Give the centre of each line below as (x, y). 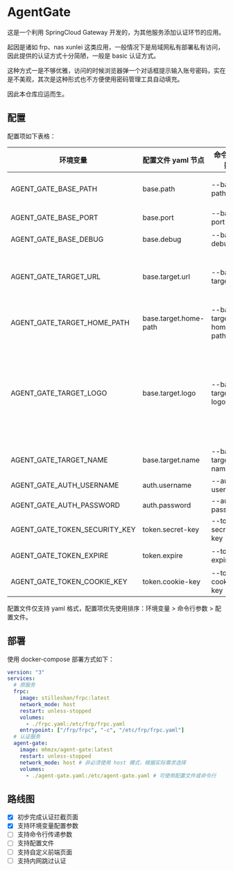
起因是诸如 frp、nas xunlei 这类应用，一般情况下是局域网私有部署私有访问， (115, 47)
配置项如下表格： (32, 136)
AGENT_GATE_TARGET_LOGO (59, 393)
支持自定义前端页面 (45, 852)
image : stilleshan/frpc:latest (65, 698)
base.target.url (166, 277)
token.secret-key (171, 529)
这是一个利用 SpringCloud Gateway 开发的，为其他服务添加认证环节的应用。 (116, 32)
